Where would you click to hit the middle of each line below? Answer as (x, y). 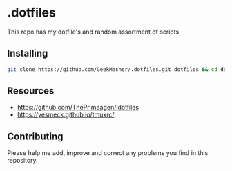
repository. (22, 161)
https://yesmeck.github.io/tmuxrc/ (66, 114)
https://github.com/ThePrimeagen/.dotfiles (78, 108)
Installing (28, 53)
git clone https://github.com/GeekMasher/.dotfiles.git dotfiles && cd (112, 69)
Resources (31, 91)
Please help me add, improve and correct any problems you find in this (108, 153)
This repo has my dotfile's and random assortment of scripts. (94, 32)
